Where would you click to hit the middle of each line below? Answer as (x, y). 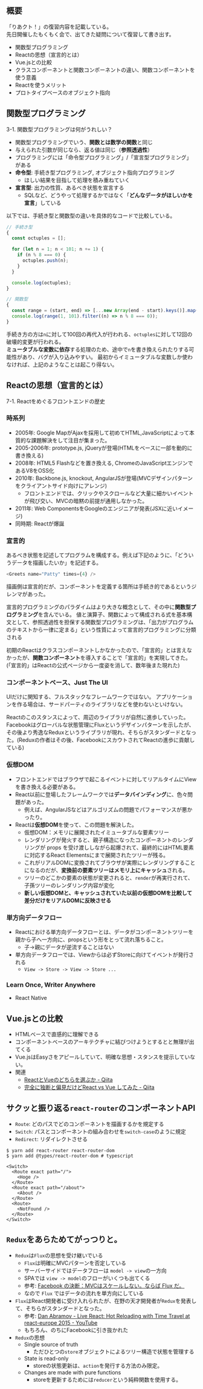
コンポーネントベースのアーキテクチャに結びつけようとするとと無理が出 (105, 1042)
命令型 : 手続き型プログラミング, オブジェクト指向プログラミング (95, 172)
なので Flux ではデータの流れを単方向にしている (84, 1293)
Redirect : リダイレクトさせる (51, 1139)
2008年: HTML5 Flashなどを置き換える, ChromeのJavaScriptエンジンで (104, 463)
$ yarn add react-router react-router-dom (60, 1150)
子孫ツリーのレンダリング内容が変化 (69, 885)
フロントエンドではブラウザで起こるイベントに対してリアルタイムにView (106, 779)
